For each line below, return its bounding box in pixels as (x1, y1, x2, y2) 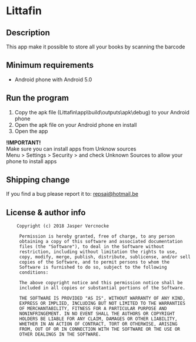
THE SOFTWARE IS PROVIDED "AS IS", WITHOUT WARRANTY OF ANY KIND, (19, 295, 185, 301)
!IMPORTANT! (6, 139, 41, 146)
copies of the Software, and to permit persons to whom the (19, 259, 170, 265)
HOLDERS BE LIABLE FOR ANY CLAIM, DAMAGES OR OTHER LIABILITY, (19, 316, 178, 322)
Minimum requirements (6, 60, 94, 70)
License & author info (6, 208, 86, 218)
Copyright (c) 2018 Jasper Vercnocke (16, 223, 109, 229)
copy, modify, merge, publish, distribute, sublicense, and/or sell (19, 254, 191, 260)
